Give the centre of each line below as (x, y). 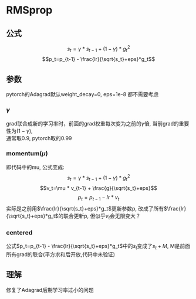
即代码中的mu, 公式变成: (35, 167)
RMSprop (29, 10)
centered (19, 232)
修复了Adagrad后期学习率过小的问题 (50, 290)
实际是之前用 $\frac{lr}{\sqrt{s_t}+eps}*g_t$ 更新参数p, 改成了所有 (85, 209)
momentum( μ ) (27, 154)
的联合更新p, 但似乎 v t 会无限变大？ (99, 216)
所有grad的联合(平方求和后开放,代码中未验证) (61, 254)
